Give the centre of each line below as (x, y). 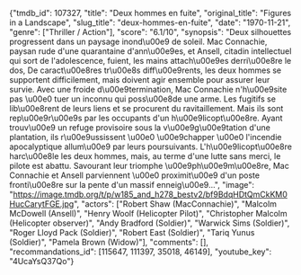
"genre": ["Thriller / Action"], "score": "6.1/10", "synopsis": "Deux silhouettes (150, 32)
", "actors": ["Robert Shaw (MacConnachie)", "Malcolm (175, 204)
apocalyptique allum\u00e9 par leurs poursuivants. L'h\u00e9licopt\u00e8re (150, 146)
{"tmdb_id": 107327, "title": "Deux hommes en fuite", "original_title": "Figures (150, 13)
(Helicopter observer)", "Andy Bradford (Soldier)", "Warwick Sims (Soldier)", (150, 223)
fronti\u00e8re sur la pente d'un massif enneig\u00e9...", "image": (132, 185)
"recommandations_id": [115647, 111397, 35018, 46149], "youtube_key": (141, 252)
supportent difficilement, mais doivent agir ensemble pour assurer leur (140, 80)
